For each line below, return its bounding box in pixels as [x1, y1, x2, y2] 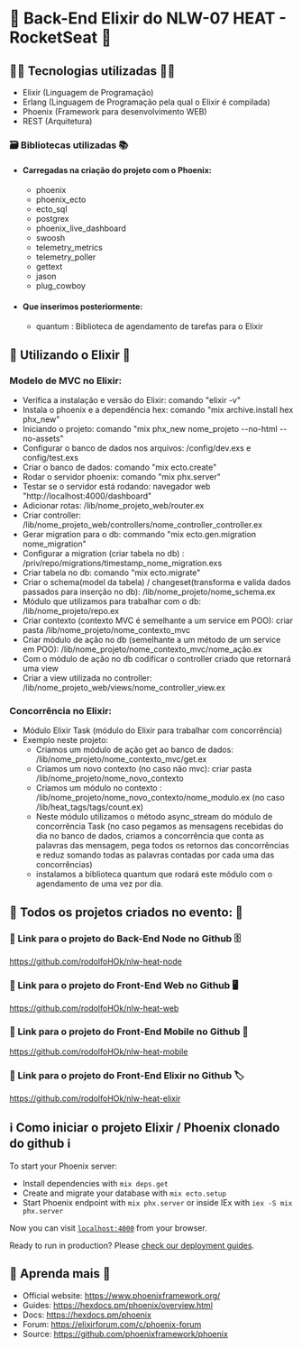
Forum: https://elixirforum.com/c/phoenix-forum [22, 1318, 202, 1329]
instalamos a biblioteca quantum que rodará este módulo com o [35, 869, 273, 880]
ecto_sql [35, 204, 68, 215]
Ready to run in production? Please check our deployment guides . [9, 1240, 255, 1251]
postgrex [35, 214, 69, 225]
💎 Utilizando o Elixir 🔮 [9, 347, 131, 362]
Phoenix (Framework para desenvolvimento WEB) [22, 106, 207, 116]
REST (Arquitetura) [22, 116, 93, 126]
